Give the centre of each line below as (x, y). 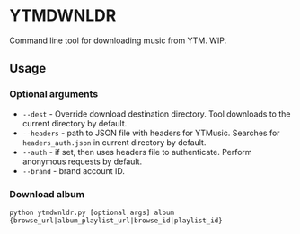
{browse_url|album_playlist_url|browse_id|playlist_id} (116, 221)
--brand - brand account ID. (74, 170)
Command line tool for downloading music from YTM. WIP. (118, 40)
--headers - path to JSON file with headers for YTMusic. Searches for (151, 133)
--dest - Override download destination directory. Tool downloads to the (156, 114)
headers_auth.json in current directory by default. (114, 142)
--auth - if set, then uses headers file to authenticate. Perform (137, 152)
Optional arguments (54, 94)
